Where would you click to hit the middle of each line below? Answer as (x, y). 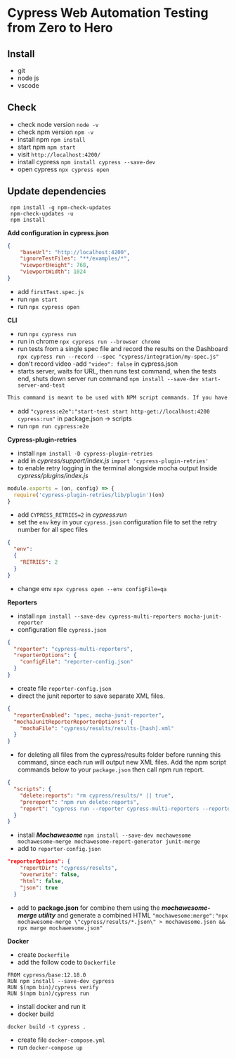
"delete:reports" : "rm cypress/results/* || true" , (97, 795)
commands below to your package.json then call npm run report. (111, 769)
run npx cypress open (48, 306)
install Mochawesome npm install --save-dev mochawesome (104, 835)
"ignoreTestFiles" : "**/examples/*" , (75, 259)
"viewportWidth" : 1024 (53, 272)
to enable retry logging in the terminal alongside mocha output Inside (117, 468)
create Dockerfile (44, 954)
